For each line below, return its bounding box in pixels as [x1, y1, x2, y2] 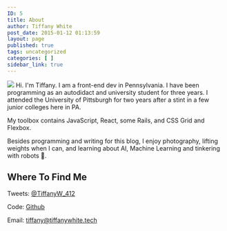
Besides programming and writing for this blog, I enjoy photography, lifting [7, 137, 219, 145]
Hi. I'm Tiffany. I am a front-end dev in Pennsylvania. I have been [15, 80, 200, 89]
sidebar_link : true [7, 61, 63, 68]
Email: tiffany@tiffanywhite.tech [7, 216, 98, 224]
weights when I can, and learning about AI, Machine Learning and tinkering [7, 144, 221, 152]
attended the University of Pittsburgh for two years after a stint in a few [7, 96, 209, 104]
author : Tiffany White [7, 23, 72, 30]
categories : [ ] [7, 55, 54, 62]
